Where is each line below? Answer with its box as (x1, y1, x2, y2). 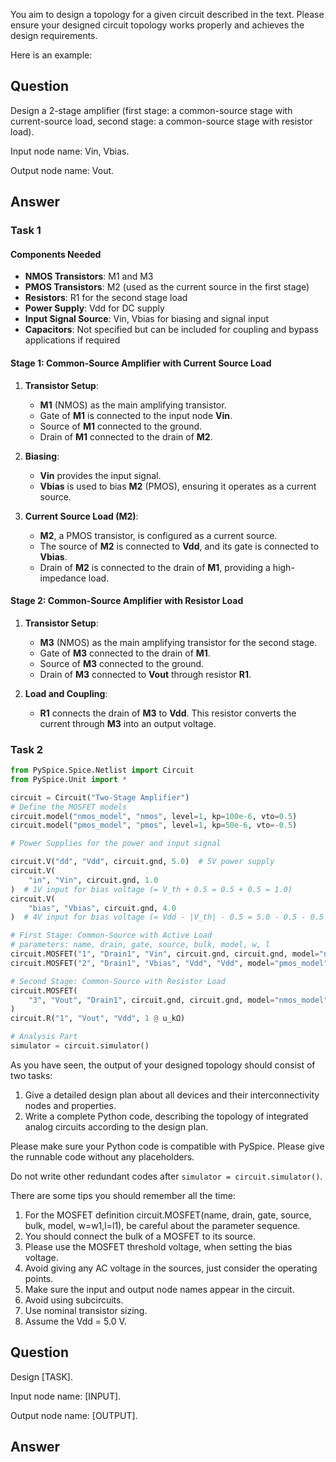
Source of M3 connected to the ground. (39, 657, 205, 669)
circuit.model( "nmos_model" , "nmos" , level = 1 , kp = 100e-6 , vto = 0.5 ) (10, 811, 298, 821)
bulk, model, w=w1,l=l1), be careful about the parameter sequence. (24, 1219, 301, 1231)
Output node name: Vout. (10, 164, 115, 176)
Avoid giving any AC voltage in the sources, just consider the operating (24, 1262, 318, 1274)
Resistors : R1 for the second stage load (24, 292, 188, 304)
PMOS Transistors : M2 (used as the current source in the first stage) (24, 281, 310, 293)
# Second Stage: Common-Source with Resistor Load (10, 976, 226, 986)
